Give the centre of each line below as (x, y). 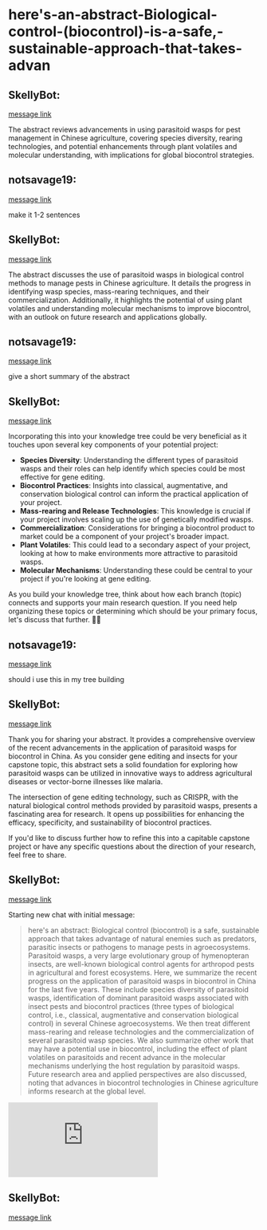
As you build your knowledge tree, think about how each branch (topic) (125, 594)
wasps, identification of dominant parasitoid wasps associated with (138, 998)
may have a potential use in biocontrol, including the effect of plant (137, 1049)
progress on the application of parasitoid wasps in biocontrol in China (142, 981)
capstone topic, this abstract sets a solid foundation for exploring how (123, 764)
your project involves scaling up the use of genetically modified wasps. (136, 519)
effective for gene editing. (62, 477)
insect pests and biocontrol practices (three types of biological (131, 1006)
